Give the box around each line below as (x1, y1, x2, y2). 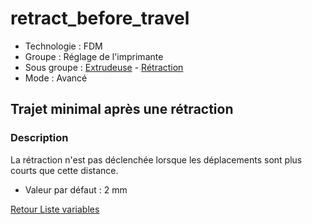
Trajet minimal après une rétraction (10, 101, 234, 118)
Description (10, 131, 69, 145)
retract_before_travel (10, 7, 190, 30)
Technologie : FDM (24, 40, 103, 52)
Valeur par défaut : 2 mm (24, 183, 128, 196)
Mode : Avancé (24, 72, 88, 84)
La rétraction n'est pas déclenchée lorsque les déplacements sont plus (10, 153, 303, 166)
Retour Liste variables (10, 203, 100, 215)
